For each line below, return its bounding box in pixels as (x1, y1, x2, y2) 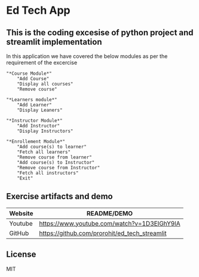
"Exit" (17, 175, 33, 181)
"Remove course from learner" (17, 154, 93, 160)
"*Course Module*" (6, 71, 52, 77)
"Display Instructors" (17, 128, 74, 134)
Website (9, 209, 33, 217)
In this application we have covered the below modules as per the (6, 53, 168, 60)
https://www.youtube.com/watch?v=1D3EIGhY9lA (38, 219, 180, 227)
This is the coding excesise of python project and (6, 28, 194, 38)
